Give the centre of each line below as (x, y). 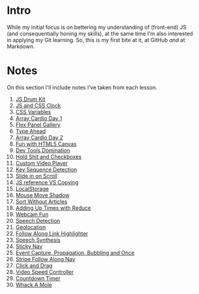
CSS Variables (33, 111)
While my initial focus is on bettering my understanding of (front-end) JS (97, 27)
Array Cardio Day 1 (39, 118)
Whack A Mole (34, 284)
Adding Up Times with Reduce (53, 208)
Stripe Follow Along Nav (45, 259)
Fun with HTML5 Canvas (46, 144)
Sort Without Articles (41, 201)
